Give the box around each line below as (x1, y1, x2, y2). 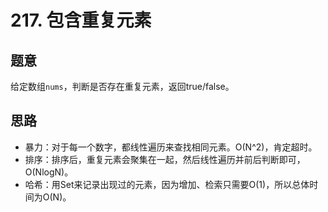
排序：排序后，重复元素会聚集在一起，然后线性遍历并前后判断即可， (24, 153, 306, 165)
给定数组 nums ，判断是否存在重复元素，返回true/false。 (10, 81, 235, 92)
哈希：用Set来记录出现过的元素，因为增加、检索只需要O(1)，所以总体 (24, 178, 310, 190)
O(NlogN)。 (24, 166, 74, 178)
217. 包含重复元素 (10, 9, 152, 32)
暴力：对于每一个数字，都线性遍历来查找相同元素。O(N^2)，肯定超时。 (24, 141, 318, 153)
